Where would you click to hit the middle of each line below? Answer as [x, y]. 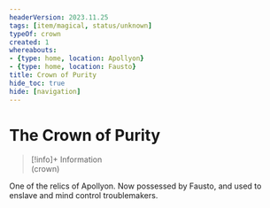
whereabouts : [33, 50]
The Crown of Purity [85, 135]
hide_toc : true [37, 83]
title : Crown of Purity [53, 75]
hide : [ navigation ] [45, 91]
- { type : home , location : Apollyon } [77, 58]
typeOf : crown [35, 34]
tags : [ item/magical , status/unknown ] [81, 26]
